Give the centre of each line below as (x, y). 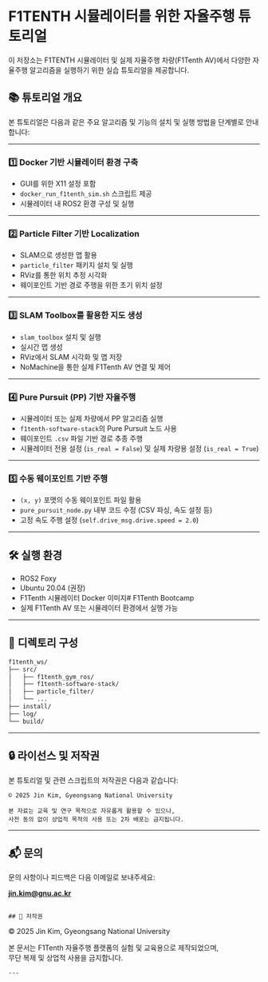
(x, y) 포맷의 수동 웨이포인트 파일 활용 (81, 500)
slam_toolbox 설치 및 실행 (60, 337)
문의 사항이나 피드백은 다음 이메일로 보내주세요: (82, 877)
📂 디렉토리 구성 (43, 643)
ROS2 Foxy (38, 579)
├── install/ (30, 707)
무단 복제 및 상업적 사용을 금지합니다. (66, 958)
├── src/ (23, 669)
